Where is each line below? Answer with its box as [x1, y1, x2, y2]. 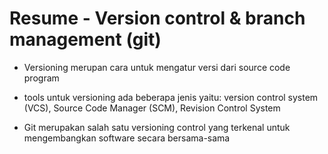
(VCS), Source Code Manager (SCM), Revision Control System [23, 102, 281, 114]
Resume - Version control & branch [9, 7, 306, 30]
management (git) [9, 28, 162, 51]
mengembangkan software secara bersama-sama [23, 132, 231, 144]
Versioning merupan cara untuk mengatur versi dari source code [23, 61, 291, 73]
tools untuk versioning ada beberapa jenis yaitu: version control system [23, 91, 319, 103]
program [23, 72, 60, 84]
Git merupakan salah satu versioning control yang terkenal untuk [23, 121, 291, 133]
